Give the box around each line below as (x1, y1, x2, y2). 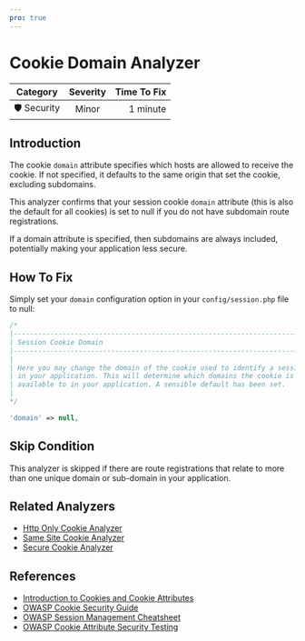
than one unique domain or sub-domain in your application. (9, 472, 231, 483)
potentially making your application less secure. (9, 243, 188, 255)
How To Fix (9, 269, 74, 285)
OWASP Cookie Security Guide (22, 602, 139, 614)
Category (16, 85, 58, 98)
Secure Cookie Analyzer (22, 542, 113, 553)
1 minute (128, 103, 167, 115)
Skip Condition (9, 438, 95, 455)
